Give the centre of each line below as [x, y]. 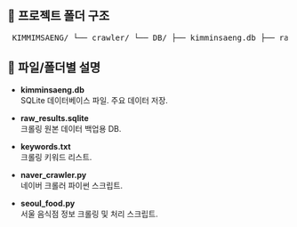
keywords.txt [45, 146]
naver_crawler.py [53, 174]
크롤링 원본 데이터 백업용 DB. [71, 128]
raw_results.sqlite [54, 118]
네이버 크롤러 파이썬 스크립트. [72, 185]
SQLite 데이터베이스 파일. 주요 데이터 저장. [94, 100]
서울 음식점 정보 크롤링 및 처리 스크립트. [89, 214]
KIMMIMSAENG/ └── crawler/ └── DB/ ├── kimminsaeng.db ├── [144, 37]
